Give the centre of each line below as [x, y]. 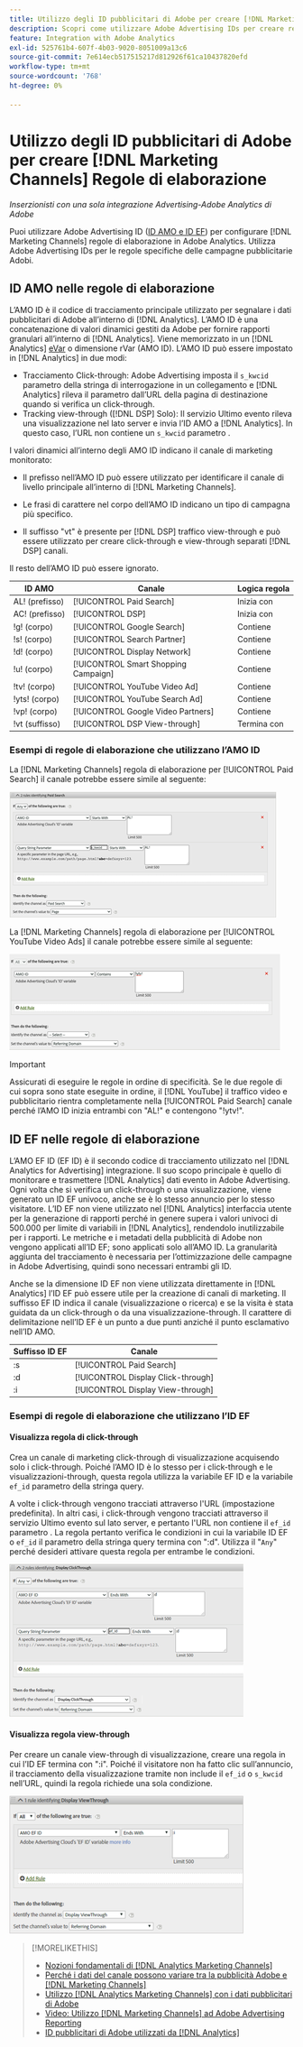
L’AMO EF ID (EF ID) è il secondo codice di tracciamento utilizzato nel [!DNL [150, 1160]
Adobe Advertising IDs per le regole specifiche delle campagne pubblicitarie [151, 250]
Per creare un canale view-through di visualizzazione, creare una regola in [147, 1755]
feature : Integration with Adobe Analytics [92, 38]
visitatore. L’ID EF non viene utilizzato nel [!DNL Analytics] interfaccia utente [151, 1208]
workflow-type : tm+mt [50, 67]
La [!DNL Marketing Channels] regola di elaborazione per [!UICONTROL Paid [151, 770]
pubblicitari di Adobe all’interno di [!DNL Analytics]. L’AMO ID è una [134, 319]
